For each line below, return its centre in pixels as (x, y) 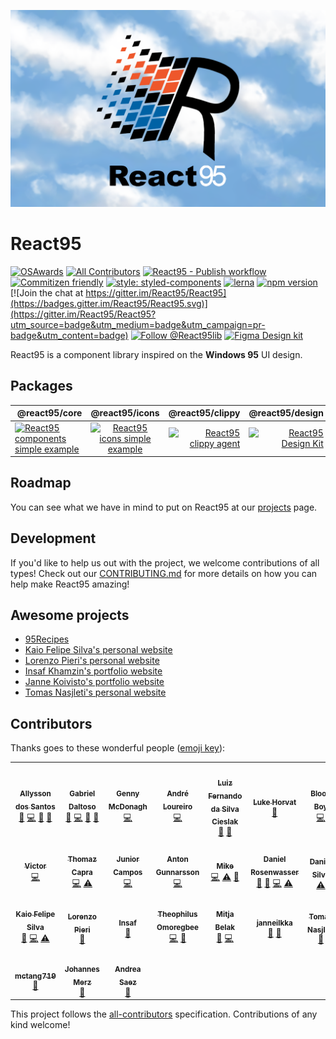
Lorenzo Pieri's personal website (92, 661)
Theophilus (177, 915)
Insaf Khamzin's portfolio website (93, 671)
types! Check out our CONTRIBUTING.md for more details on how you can (164, 573)
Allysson (35, 794)
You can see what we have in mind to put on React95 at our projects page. (164, 507)
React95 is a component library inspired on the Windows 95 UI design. (156, 354)
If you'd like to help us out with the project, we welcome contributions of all (165, 562)
